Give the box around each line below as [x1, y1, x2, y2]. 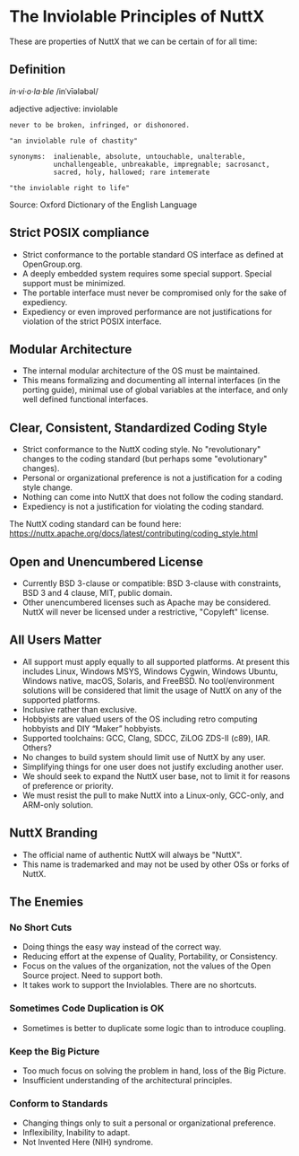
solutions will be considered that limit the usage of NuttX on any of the [21, 685, 282, 696]
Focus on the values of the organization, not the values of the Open [21, 960, 271, 971]
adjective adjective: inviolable [9, 103, 118, 114]
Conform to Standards [9, 1097, 108, 1109]
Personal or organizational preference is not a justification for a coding [21, 473, 283, 484]
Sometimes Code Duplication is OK [9, 1003, 165, 1015]
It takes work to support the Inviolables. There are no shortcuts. [21, 980, 257, 991]
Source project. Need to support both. [21, 970, 163, 981]
